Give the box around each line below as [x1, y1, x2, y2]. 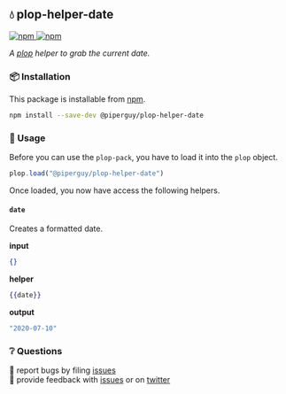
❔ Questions [9, 344, 63, 357]
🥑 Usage [9, 132, 46, 144]
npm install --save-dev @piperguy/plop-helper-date [9, 111, 204, 120]
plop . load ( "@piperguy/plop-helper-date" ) [9, 169, 165, 178]
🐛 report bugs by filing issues [9, 365, 117, 375]
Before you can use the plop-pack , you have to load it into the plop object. [9, 152, 279, 163]
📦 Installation [9, 70, 71, 82]
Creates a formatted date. [9, 223, 104, 234]
